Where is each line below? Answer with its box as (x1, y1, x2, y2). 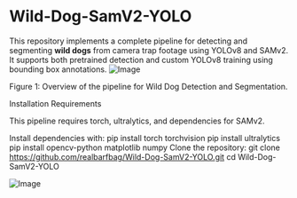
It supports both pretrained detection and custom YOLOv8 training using (9, 54, 273, 65)
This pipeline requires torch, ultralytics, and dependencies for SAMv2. (9, 115, 265, 126)
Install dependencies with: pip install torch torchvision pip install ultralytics (9, 132, 281, 143)
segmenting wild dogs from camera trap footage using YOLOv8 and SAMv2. (9, 44, 289, 55)
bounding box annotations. (9, 64, 107, 75)
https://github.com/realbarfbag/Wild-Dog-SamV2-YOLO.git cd (9, 151, 237, 162)
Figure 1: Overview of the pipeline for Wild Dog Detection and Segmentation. (9, 81, 288, 91)
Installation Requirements (9, 98, 102, 108)
